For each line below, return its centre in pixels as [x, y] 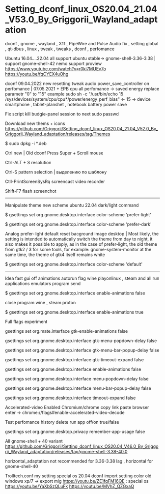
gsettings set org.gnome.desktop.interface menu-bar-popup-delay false [78, 388]
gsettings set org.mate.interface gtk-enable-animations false [67, 331]
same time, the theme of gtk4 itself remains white [55, 255]
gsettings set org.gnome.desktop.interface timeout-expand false [70, 398]
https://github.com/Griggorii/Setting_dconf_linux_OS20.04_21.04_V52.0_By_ [82, 128]
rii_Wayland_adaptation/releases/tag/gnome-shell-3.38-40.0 [66, 451]
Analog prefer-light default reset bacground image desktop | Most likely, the [82, 233]
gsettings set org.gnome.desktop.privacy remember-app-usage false [75, 432]
